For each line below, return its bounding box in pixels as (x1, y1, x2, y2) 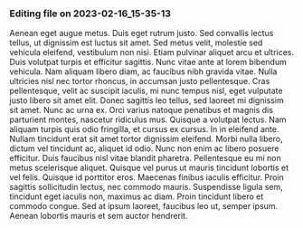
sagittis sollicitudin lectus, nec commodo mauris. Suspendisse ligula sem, (9, 182, 283, 193)
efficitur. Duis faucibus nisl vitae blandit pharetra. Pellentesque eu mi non (9, 153, 282, 164)
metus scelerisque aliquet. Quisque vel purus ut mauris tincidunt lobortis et (9, 162, 289, 174)
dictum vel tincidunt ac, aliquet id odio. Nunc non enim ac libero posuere (9, 143, 279, 154)
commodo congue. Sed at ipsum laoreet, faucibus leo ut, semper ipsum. (9, 201, 279, 212)
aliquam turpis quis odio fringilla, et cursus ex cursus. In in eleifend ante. (9, 124, 279, 135)
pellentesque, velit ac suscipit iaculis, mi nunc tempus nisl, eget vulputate (9, 85, 283, 97)
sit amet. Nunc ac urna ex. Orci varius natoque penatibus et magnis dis (9, 105, 274, 116)
